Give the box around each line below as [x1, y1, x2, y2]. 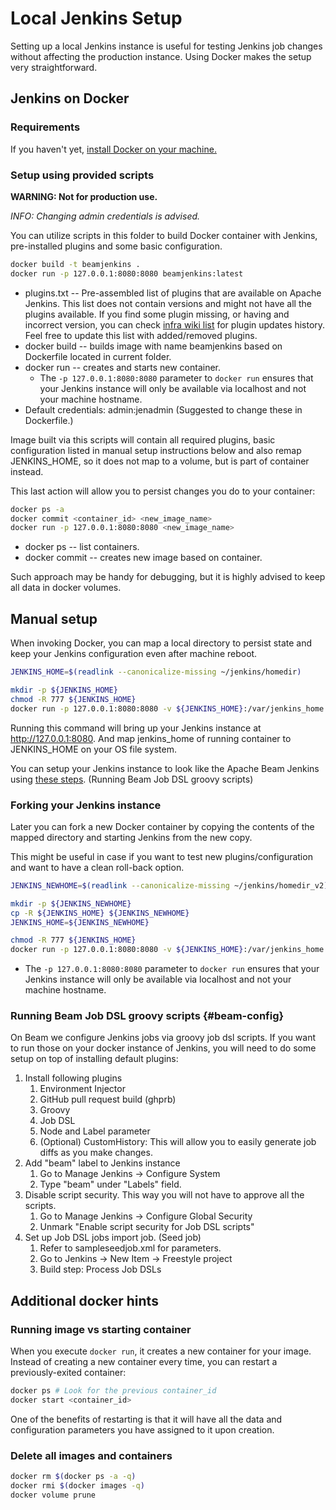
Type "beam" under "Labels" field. [39, 1178, 182, 1191]
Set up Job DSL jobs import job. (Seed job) [24, 1232, 202, 1244]
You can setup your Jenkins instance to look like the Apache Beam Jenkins [10, 762, 320, 774]
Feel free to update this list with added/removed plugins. [24, 329, 258, 341]
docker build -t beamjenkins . [10, 259, 141, 269]
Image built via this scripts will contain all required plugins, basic [10, 433, 276, 446]
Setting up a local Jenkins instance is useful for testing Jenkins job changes [10, 40, 323, 52]
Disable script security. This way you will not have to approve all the [24, 1189, 305, 1201]
